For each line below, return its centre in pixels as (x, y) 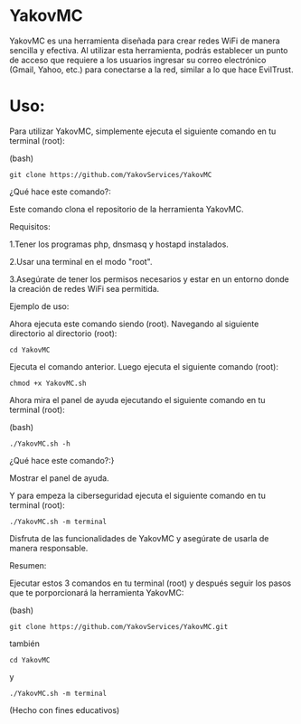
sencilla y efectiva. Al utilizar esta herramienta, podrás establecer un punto (149, 50)
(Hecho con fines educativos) (65, 710)
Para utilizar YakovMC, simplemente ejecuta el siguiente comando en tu (143, 131)
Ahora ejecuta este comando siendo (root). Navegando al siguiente (134, 324)
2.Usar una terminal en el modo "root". (81, 261)
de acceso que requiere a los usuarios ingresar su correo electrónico (138, 60)
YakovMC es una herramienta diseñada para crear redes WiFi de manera (145, 41)
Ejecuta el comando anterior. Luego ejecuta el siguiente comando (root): (144, 366)
